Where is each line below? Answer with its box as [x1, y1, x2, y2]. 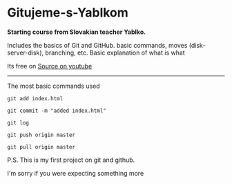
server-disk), [7, 48, 44, 57]
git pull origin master [7, 143, 76, 150]
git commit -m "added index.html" [7, 107, 107, 114]
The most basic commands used [7, 82, 100, 90]
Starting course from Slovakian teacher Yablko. [7, 28, 146, 36]
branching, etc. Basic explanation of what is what [45, 48, 185, 57]
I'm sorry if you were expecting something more [7, 169, 144, 177]
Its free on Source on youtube [7, 62, 93, 70]
